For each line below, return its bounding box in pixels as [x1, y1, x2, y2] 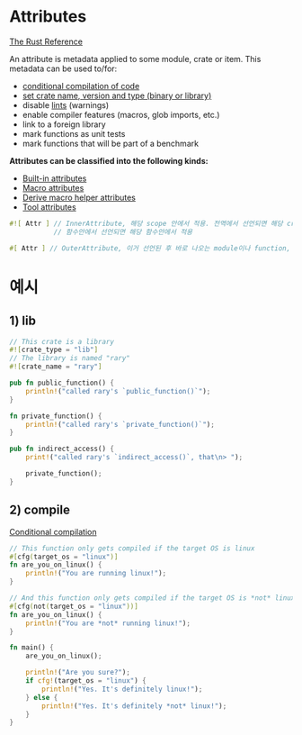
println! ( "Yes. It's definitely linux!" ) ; [41, 685, 203, 694]
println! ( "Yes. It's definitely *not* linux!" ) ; [41, 701, 227, 711]
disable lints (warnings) [22, 99, 110, 110]
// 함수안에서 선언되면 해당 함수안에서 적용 [53, 227, 193, 236]
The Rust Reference [9, 36, 84, 47]
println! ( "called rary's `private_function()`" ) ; [25, 420, 216, 429]
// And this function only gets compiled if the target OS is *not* [9, 594, 271, 603]
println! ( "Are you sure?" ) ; [25, 668, 130, 677]
